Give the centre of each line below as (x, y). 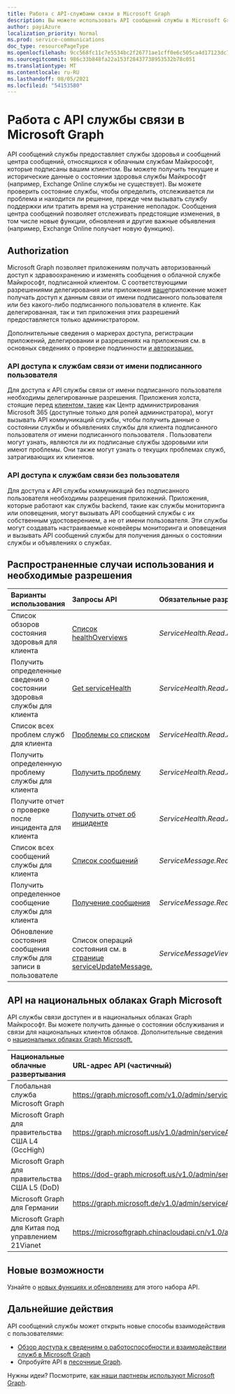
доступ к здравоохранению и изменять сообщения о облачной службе (114, 275)
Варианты (29, 595)
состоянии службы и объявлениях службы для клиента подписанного (113, 427)
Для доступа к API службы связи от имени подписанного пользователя (115, 390)
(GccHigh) (28, 1150)
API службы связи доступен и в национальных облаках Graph (100, 1017)
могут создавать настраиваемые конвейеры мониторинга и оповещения (117, 528)
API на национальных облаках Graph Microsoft (115, 1000)
